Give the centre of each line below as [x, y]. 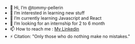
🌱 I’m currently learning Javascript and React [56, 18]
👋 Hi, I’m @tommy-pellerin [36, 8]
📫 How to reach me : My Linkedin [45, 29]
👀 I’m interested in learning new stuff [47, 13]
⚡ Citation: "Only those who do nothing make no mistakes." [70, 36]
